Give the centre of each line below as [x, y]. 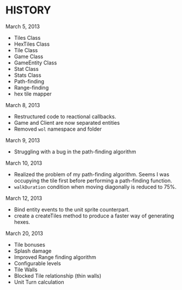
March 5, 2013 [23, 26]
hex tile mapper [33, 94]
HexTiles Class [32, 44]
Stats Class [28, 75]
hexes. [22, 222]
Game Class [28, 56]
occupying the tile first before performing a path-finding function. [93, 180]
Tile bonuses [30, 244]
